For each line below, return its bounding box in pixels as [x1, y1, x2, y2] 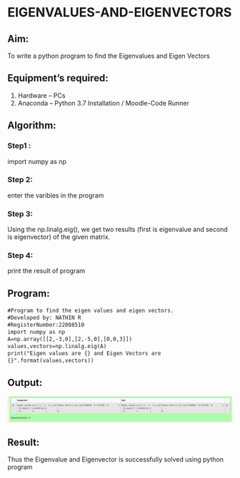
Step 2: [7, 175, 34, 185]
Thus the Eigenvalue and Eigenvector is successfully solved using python [7, 455, 224, 464]
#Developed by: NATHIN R [7, 315, 81, 322]
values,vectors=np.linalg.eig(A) [7, 343, 107, 350]
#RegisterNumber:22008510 [7, 322, 84, 329]
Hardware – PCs [17, 91, 66, 100]
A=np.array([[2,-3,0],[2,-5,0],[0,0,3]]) [7, 336, 133, 343]
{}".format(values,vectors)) [7, 357, 94, 365]
